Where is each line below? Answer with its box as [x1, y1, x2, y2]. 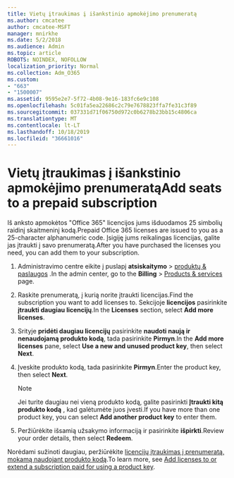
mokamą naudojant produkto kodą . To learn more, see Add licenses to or [7, 455, 217, 464]
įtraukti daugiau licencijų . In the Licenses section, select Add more [17, 306, 214, 314]
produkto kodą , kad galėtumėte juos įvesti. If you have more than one [17, 405, 221, 414]
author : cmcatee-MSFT [7, 23, 71, 30]
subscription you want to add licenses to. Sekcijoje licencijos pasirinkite [17, 298, 228, 307]
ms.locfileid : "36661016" [7, 135, 83, 142]
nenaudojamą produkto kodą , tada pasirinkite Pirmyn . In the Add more [17, 334, 224, 343]
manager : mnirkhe [7, 30, 58, 37]
